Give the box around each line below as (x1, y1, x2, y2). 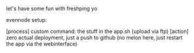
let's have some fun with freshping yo (6, 5, 98, 12)
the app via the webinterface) (6, 41, 78, 47)
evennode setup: (6, 16, 47, 23)
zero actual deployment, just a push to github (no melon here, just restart (6, 34, 183, 41)
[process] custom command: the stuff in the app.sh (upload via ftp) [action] (6, 28, 189, 35)
